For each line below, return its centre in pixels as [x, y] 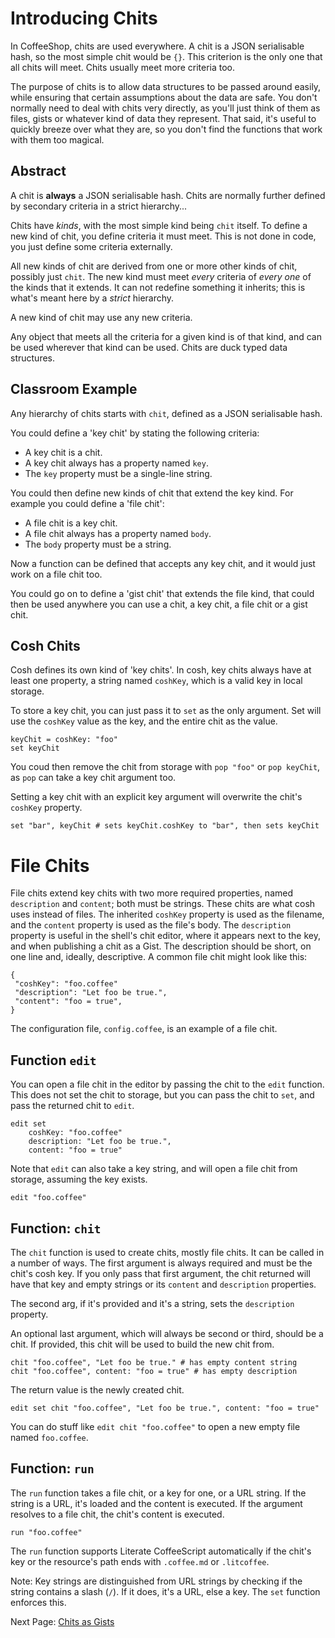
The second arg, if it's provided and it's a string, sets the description [152, 1303]
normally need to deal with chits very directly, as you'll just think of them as [165, 108]
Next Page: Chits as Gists [62, 1621]
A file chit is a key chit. [71, 523]
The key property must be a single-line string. [118, 473]
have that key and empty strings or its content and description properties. [163, 1284]
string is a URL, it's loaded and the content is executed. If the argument [156, 1503]
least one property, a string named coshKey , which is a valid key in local [156, 681]
